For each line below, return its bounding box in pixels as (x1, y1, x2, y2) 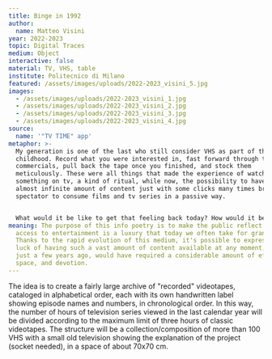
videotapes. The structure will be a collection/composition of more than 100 (8, 324, 261, 334)
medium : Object (8, 49, 60, 57)
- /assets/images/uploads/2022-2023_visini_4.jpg (15, 117, 186, 125)
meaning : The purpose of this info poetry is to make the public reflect (8, 222, 263, 230)
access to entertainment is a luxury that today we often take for (15, 229, 249, 237)
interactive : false (8, 57, 74, 65)
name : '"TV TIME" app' (15, 132, 92, 140)
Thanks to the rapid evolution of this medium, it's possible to (15, 236, 241, 245)
